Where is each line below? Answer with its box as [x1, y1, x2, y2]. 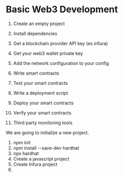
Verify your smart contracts [13, 109, 71, 116]
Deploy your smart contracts [13, 100, 74, 106]
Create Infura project [13, 161, 58, 167]
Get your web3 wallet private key [13, 50, 84, 56]
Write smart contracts [13, 70, 59, 76]
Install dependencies [13, 30, 58, 36]
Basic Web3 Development [6, 4, 118, 15]
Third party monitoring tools [13, 119, 73, 126]
